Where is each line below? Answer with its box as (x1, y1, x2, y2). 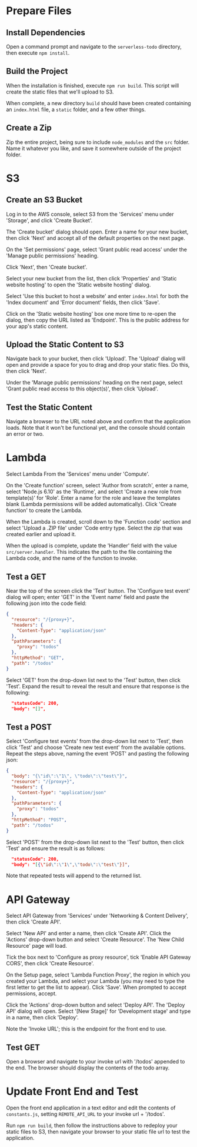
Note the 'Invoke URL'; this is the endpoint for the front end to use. (6, 1025, 167, 1032)
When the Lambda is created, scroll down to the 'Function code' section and (6, 519, 191, 526)
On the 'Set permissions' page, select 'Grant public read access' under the (6, 246, 187, 253)
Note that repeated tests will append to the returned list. (6, 872, 142, 880)
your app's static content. (6, 322, 68, 330)
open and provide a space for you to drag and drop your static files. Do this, (6, 362, 190, 369)
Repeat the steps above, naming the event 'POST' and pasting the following (6, 750, 189, 757)
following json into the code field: (6, 600, 87, 607)
